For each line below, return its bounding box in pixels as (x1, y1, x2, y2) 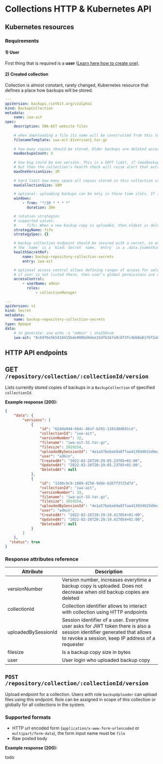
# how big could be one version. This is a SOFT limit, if (14, 160, 136, 165)
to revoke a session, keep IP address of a (62, 635, 155, 642)
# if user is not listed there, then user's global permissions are (14, 272, 155, 277)
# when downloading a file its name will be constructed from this (14, 133, 153, 138)
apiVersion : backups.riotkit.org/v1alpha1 (5, 101, 92, 106)
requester (62, 641, 84, 648)
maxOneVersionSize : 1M (14, 169, 60, 174)
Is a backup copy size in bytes (62, 649, 131, 655)
